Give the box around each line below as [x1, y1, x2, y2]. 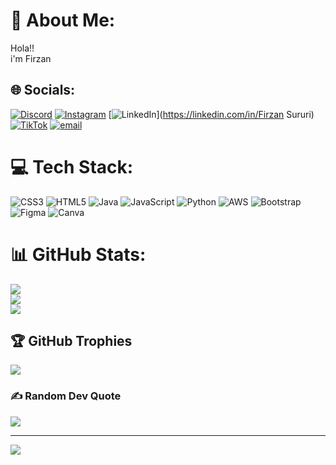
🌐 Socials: [10, 82, 76, 99]
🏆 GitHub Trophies [10, 333, 133, 350]
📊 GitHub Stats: [10, 243, 147, 266]
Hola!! [10, 42, 35, 54]
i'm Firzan [10, 52, 52, 64]
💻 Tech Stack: [10, 155, 134, 178]
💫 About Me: [10, 9, 116, 32]
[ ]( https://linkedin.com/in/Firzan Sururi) [108, 108, 315, 120]
